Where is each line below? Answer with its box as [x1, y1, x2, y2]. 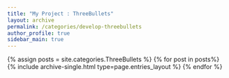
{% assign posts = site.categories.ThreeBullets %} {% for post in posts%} [7, 55, 220, 63]
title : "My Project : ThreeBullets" [7, 10, 114, 17]
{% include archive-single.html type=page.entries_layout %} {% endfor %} [7, 63, 223, 71]
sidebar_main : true [7, 36, 64, 43]
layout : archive [7, 17, 54, 24]
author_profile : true [7, 29, 71, 37]
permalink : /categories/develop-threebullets [7, 23, 142, 30]
